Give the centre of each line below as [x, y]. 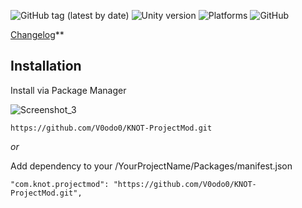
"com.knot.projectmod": [60, 184]
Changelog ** [37, 34]
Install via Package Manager [68, 90]
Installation [46, 66]
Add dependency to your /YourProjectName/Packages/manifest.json [151, 166]
